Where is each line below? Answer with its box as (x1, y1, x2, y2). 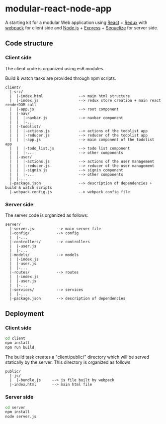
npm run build (5, 345, 35, 350)
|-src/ (9, 89, 23, 94)
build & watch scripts (5, 185, 52, 190)
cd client (5, 336, 26, 341)
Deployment (5, 309, 44, 318)
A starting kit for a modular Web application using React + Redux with (5, 19, 148, 25)
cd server (5, 405, 26, 410)
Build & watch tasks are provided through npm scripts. (5, 75, 116, 81)
